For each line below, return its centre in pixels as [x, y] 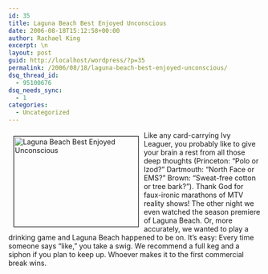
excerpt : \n [28, 46]
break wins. [27, 263]
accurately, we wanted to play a [196, 229]
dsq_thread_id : [34, 75]
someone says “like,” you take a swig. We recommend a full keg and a [124, 246]
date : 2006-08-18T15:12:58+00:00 [64, 30]
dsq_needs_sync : [35, 90]
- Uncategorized [43, 113]
